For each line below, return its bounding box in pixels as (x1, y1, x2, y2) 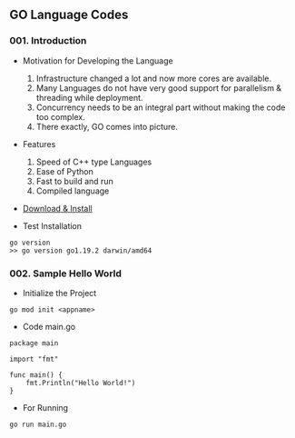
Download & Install (22, 203, 93, 214)
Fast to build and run (35, 175, 113, 186)
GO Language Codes (9, 7, 129, 23)
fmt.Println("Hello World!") (25, 378, 136, 387)
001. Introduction (9, 35, 87, 47)
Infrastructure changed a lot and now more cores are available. (35, 73, 272, 84)
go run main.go (9, 420, 67, 429)
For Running (22, 402, 69, 413)
